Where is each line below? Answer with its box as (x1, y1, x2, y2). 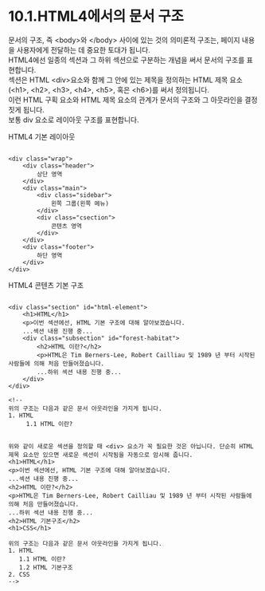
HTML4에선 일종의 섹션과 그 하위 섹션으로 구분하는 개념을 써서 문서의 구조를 (8, 55, 245, 65)
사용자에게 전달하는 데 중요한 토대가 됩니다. (16, 45, 151, 54)
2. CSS (8, 570, 30, 578)
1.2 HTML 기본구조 (18, 563, 73, 571)
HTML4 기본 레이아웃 (8, 132, 76, 141)
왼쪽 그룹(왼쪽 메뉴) (50, 199, 110, 207)
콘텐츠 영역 (50, 222, 82, 230)
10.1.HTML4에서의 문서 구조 (8, 7, 185, 26)
